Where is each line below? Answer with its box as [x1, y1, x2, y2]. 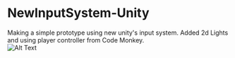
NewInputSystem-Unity [7, 5, 150, 21]
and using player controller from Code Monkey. [7, 35, 145, 44]
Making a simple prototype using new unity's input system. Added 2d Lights [7, 28, 229, 37]
